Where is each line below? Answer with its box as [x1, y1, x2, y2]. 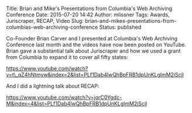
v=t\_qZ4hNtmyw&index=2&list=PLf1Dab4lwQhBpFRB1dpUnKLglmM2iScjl [6, 71, 184, 78]
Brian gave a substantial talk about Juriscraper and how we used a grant [6, 47, 181, 54]
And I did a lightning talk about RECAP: [6, 83, 100, 90]
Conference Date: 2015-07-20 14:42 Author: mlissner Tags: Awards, [6, 11, 170, 18]
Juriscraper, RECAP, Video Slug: [6, 18, 84, 24]
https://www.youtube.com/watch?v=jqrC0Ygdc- [6, 94, 122, 101]
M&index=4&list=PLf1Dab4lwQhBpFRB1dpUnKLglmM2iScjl [6, 100, 148, 107]
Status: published [99, 23, 142, 30]
